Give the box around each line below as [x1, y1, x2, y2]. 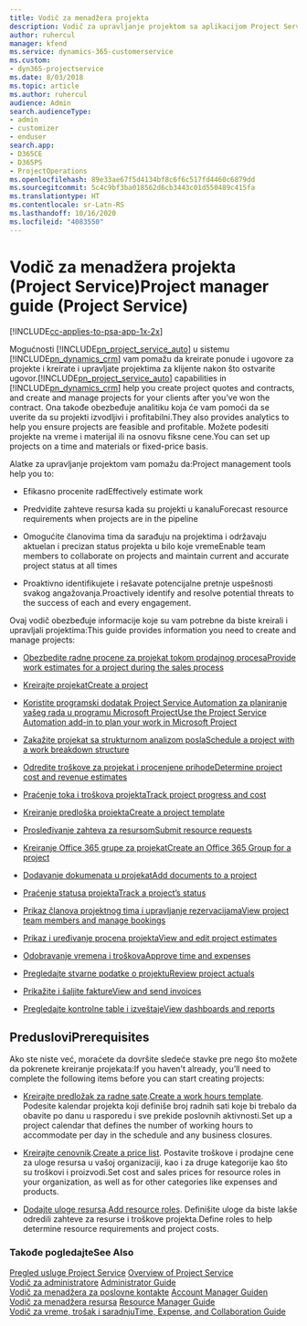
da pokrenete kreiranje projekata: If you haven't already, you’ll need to [9, 1064, 271, 1075]
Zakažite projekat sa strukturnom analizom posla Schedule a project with [22, 734, 295, 745]
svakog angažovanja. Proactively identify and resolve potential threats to [22, 587, 294, 599]
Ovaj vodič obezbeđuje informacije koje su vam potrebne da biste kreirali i [9, 614, 288, 626]
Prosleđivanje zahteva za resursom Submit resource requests [22, 824, 253, 835]
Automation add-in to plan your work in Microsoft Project [22, 716, 238, 727]
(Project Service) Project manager [9, 276, 270, 297]
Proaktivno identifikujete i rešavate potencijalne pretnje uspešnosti [22, 578, 274, 589]
